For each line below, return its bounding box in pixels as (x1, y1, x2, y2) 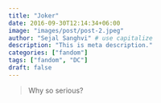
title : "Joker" (8, 11, 60, 20)
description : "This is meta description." (8, 42, 153, 50)
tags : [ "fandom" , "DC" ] (8, 57, 89, 65)
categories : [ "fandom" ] (8, 49, 89, 57)
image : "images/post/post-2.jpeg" (8, 26, 125, 34)
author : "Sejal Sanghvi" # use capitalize (8, 34, 153, 42)
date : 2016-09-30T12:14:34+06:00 (8, 19, 121, 27)
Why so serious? (27, 85, 84, 95)
